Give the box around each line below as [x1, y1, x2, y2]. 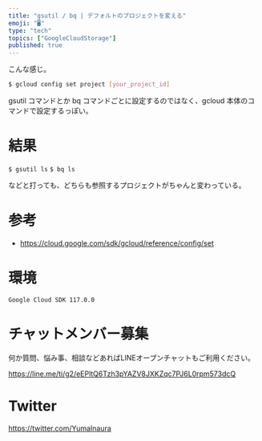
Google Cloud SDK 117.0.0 [8, 295, 95, 304]
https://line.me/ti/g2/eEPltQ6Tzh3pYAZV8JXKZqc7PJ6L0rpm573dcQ [8, 369, 236, 379]
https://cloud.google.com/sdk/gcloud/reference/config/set [19, 238, 214, 248]
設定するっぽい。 [35, 106, 93, 115]
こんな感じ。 [8, 65, 50, 74]
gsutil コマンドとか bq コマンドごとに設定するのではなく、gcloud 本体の [8, 96, 248, 105]
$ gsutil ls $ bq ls [8, 165, 75, 173]
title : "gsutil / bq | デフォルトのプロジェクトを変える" [8, 11, 187, 20]
